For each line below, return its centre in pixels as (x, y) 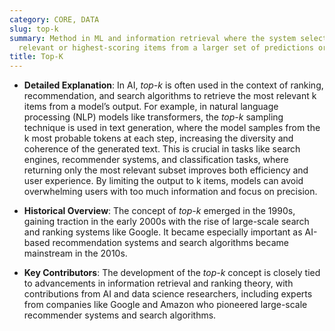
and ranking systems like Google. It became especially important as (163, 232)
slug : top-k (34, 29)
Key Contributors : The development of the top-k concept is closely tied (172, 273)
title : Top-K (36, 57)
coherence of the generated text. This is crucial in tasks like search (162, 149)
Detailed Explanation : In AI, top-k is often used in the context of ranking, (173, 85)
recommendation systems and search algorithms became (170, 243)
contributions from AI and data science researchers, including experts (168, 294)
